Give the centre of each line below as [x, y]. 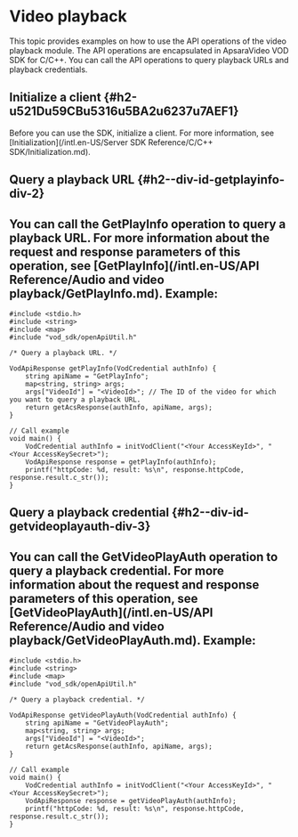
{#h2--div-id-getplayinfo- [211, 180]
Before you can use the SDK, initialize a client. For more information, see [141, 133]
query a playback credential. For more [117, 570]
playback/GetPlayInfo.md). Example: [114, 293]
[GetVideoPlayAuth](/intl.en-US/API [111, 612]
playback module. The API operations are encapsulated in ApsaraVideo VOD [149, 50]
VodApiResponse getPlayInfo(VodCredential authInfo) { [113, 368]
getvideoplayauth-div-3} [80, 527]
